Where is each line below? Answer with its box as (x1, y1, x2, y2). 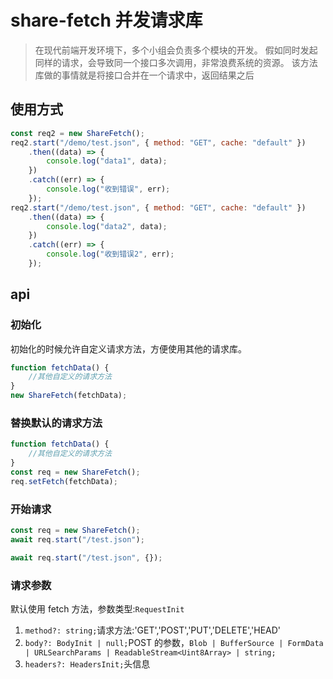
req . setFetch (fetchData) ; (10, 476, 118, 486)
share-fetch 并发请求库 (10, 9, 203, 32)
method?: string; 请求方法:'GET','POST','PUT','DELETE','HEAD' (24, 624, 282, 636)
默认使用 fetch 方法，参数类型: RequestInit (10, 602, 185, 615)
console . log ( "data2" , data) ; (46, 221, 168, 231)
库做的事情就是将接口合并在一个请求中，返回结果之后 (34, 69, 255, 81)
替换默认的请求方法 (10, 416, 103, 430)
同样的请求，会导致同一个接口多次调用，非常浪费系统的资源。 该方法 (34, 56, 318, 68)
